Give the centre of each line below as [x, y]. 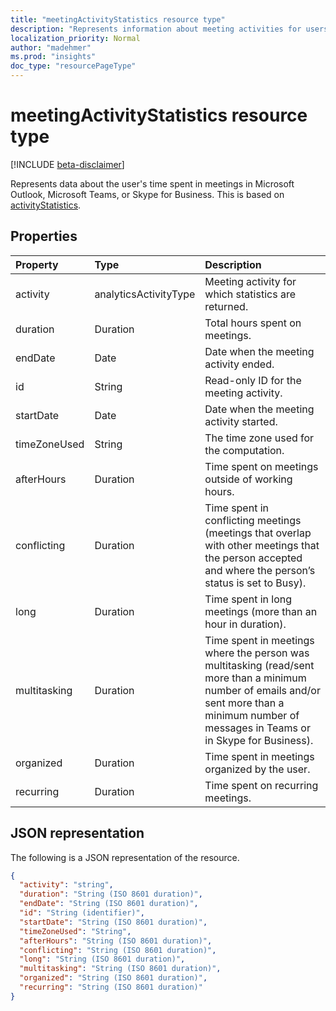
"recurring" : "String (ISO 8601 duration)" [111, 987]
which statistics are [250, 294]
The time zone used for [259, 438]
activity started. [241, 421]
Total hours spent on [253, 323]
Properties [44, 236]
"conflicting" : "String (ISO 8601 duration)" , [118, 950]
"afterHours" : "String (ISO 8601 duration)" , [116, 941]
